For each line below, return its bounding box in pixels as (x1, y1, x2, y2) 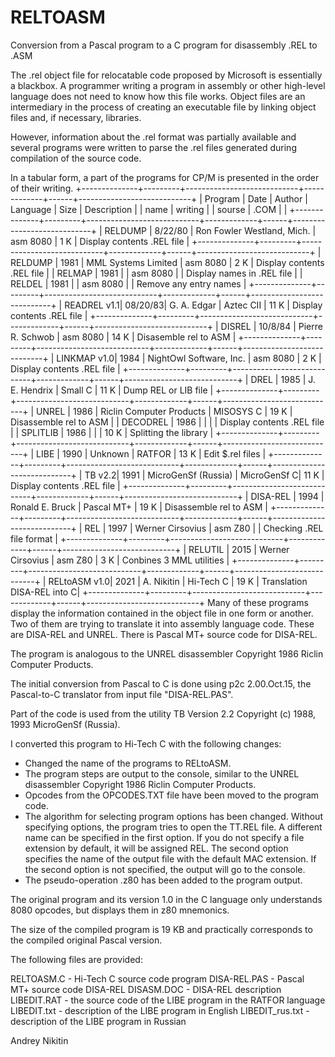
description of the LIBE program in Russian (10, 1015, 187, 1027)
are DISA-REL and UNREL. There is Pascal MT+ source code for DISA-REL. (10, 628, 318, 640)
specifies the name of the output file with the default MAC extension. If (24, 852, 317, 865)
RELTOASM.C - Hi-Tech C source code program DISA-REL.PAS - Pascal (10, 972, 305, 985)
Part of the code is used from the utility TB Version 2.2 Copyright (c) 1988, (10, 707, 317, 720)
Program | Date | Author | (204, 192, 308, 205)
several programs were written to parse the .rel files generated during (10, 141, 297, 153)
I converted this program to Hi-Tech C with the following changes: (10, 737, 282, 750)
